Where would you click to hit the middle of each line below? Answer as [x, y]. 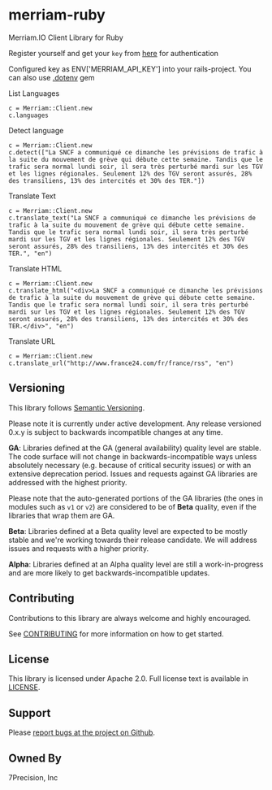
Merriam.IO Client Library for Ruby [66, 37]
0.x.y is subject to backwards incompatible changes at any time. [116, 432]
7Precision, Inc [33, 777]
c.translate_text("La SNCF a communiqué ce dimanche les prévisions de [132, 218]
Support [30, 713]
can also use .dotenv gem [52, 77]
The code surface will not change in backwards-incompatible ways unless [133, 456]
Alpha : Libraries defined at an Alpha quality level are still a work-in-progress [136, 564]
